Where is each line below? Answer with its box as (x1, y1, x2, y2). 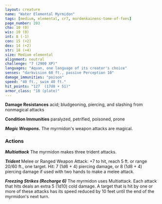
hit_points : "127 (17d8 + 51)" (5, 84, 71, 89)
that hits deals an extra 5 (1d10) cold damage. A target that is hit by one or (5, 183, 153, 189)
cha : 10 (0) (5, 25, 29, 30)
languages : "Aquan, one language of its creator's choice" (5, 66, 127, 71)
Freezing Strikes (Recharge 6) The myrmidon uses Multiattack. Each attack (5, 178, 157, 184)
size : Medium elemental (5, 52, 54, 57)
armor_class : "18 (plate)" (5, 88, 60, 93)
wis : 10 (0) (5, 30, 29, 34)
